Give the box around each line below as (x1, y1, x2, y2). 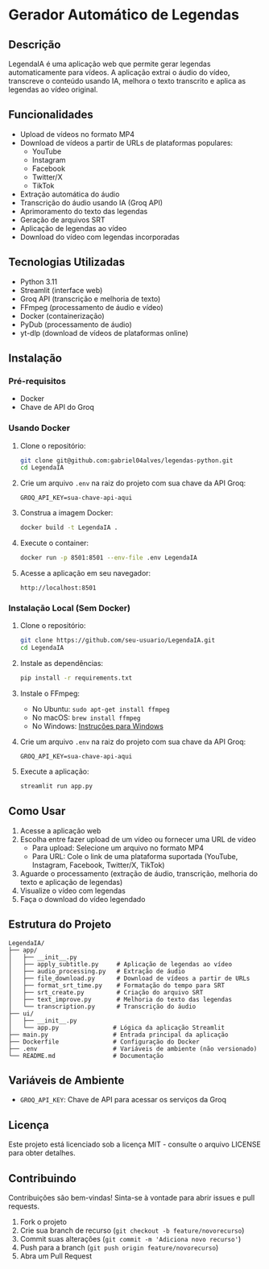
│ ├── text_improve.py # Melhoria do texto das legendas (8, 995, 232, 1003)
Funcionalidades (8, 108, 94, 122)
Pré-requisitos (8, 375, 66, 386)
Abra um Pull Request (19, 1250, 93, 1261)
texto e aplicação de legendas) (19, 877, 123, 887)
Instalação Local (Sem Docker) (8, 602, 131, 614)
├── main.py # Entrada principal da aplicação (8, 1031, 229, 1039)
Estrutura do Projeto (8, 918, 112, 932)
